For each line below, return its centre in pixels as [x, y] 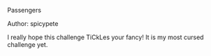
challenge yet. [28, 44]
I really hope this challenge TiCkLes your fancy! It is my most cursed [105, 37]
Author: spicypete [33, 23]
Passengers [24, 10]
